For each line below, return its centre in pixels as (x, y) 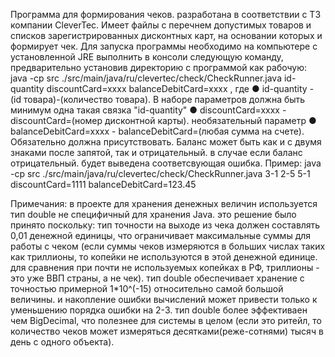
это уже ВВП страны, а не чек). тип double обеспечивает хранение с (157, 278)
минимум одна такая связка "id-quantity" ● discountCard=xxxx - (148, 110)
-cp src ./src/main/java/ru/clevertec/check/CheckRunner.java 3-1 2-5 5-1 (160, 173)
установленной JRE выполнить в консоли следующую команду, (147, 57)
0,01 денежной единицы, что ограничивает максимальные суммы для (161, 235)
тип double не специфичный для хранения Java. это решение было (153, 214)
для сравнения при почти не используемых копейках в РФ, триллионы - (165, 267)
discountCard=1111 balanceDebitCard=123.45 (103, 184)
